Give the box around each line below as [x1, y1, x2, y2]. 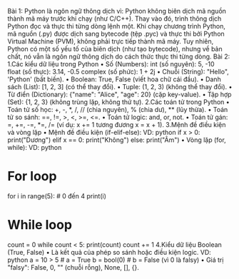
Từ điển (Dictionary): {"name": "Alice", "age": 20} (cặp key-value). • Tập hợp [7, 90, 232, 98]
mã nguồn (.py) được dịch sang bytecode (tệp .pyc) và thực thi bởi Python [7, 29, 225, 38]
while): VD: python [7, 143, 62, 151]
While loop [7, 217, 73, 233]
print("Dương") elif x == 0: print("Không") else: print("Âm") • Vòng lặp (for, [7, 136, 226, 144]
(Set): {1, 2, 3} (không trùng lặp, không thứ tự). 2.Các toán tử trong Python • [7, 98, 230, 106]
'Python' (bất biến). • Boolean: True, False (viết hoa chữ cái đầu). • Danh [7, 75, 221, 83]
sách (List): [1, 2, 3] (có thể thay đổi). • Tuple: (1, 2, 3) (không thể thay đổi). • [7, 83, 233, 91]
